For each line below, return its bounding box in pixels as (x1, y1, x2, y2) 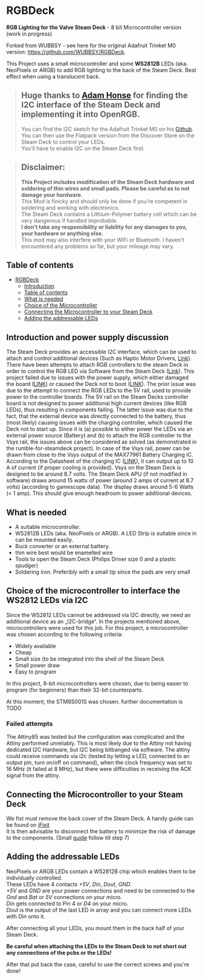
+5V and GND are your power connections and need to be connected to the (6, 887, 195, 894)
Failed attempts (6, 719, 53, 728)
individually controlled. (6, 874, 63, 881)
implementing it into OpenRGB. (21, 110, 140, 120)
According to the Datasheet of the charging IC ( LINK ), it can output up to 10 (6, 457, 194, 465)
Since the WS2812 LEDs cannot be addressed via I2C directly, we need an (6, 611, 191, 618)
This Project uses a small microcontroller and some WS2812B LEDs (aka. (6, 60, 188, 67)
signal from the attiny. (6, 772, 60, 779)
